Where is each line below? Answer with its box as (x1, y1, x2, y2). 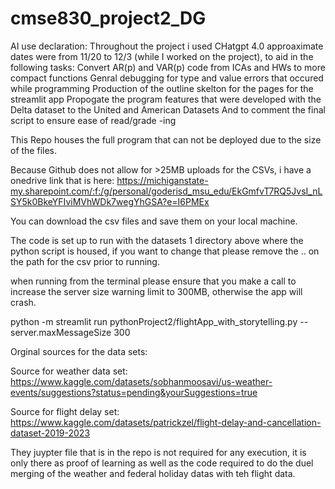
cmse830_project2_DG (10, 7, 207, 30)
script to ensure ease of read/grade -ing (10, 114, 177, 126)
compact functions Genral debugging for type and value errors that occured (10, 72, 324, 84)
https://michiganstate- (116, 174, 209, 186)
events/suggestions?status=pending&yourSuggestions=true (10, 386, 258, 398)
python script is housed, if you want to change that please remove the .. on (10, 245, 320, 257)
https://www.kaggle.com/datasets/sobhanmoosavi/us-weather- (10, 375, 273, 387)
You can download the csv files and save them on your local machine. (10, 215, 298, 227)
